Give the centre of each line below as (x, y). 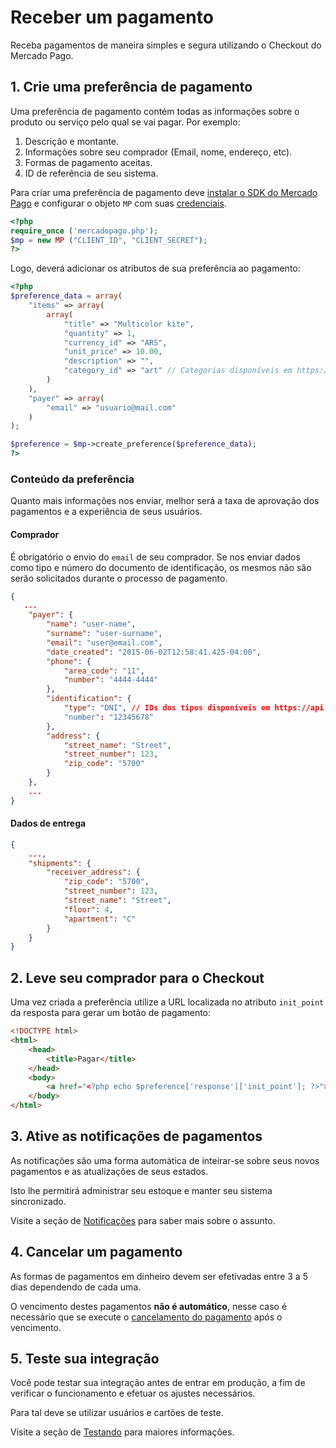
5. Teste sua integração (85, 1359)
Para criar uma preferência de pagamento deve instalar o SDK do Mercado (164, 192)
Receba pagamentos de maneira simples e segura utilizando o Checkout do (166, 45)
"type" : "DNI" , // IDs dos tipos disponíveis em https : (182, 708)
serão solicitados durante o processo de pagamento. (119, 578)
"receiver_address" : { (93, 872)
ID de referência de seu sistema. (91, 173)
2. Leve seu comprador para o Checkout (137, 977)
